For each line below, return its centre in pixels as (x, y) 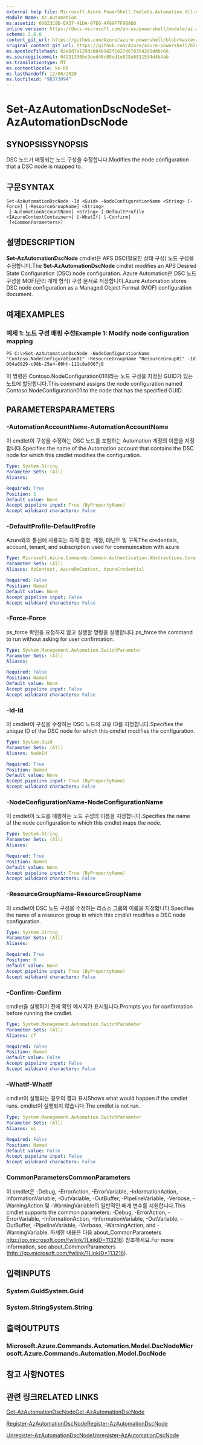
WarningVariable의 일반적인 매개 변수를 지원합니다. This (120, 1205)
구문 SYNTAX (31, 187)
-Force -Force (26, 619)
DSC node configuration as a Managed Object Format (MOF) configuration (99, 287)
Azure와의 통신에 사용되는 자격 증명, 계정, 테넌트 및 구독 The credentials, (92, 540)
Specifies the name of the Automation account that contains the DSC (108, 449)
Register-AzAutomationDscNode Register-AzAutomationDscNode (87, 1424)
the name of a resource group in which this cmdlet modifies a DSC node (96, 915)
